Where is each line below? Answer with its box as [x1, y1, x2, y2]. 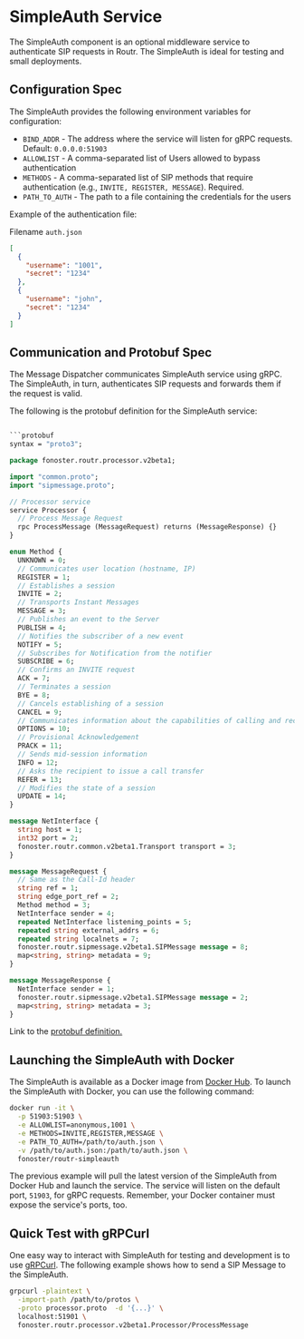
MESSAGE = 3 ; [17, 606, 67, 616]
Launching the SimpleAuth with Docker [9, 1052, 235, 1068]
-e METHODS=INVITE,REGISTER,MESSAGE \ [17, 1129, 165, 1138]
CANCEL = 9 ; [17, 708, 63, 717]
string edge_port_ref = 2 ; [17, 892, 119, 902]
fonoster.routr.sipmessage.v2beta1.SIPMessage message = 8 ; [17, 943, 249, 952]
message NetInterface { [9, 816, 100, 826]
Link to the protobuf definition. [9, 1026, 123, 1037]
